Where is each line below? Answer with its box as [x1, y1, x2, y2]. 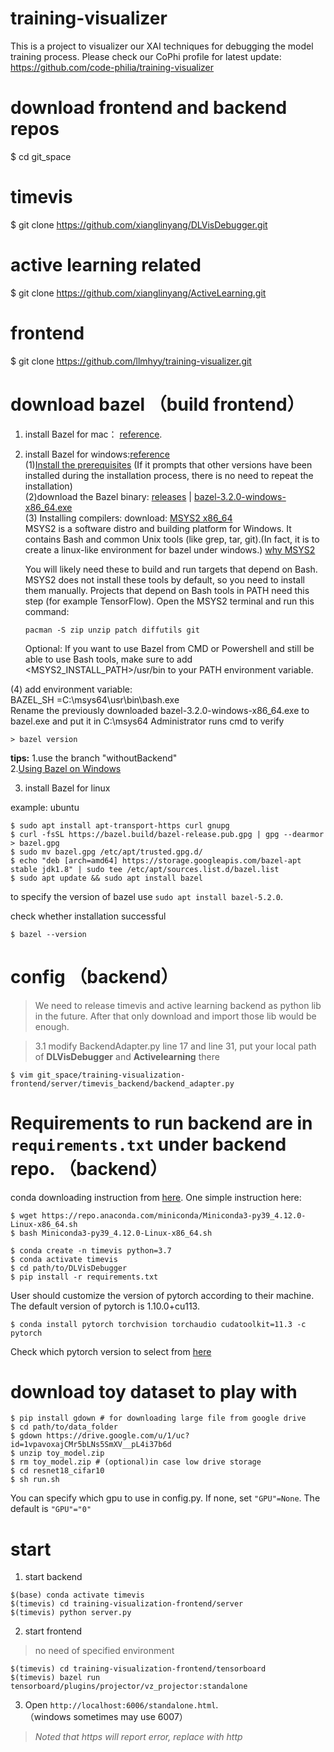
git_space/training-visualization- [36, 1070, 186, 1080]
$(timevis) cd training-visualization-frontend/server [10, 1599, 244, 1609]
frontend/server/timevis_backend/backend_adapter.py [10, 1078, 235, 1089]
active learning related [10, 254, 202, 276]
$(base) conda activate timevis [10, 1590, 145, 1601]
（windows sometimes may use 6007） [24, 1711, 188, 1723]
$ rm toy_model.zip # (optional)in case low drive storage [10, 1457, 262, 1467]
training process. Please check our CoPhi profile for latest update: [10, 50, 282, 62]
